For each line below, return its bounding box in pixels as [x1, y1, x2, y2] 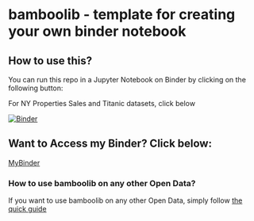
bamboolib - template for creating [8, 6, 236, 24]
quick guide [8, 204, 47, 214]
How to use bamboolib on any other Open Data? [8, 177, 196, 189]
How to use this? [8, 54, 93, 67]
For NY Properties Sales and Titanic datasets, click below [8, 99, 196, 108]
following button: [8, 83, 63, 93]
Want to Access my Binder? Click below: [8, 137, 213, 151]
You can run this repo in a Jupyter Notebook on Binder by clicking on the [8, 75, 246, 84]
